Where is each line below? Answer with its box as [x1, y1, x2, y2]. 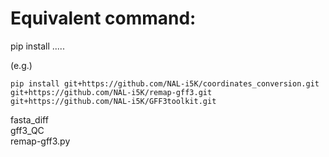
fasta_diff [10, 113, 49, 126]
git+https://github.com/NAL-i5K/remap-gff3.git [10, 87, 213, 97]
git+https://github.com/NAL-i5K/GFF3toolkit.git [10, 96, 217, 106]
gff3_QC [10, 124, 45, 136]
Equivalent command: [10, 7, 197, 30]
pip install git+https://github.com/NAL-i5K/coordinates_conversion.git [10, 78, 320, 89]
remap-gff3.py [10, 135, 71, 147]
